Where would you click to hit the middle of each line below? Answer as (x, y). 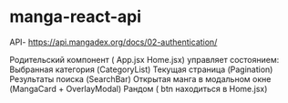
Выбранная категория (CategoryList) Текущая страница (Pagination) (141, 69)
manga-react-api (76, 17)
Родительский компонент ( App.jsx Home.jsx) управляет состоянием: (144, 59)
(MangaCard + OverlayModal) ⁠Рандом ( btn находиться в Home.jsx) (139, 88)
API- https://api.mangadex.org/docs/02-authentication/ (113, 42)
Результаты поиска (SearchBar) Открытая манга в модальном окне (140, 78)
